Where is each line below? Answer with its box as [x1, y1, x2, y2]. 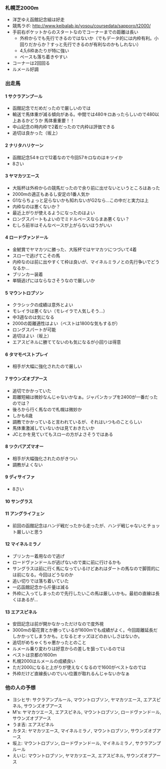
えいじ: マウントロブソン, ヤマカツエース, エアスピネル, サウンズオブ [12, 752, 153, 759]
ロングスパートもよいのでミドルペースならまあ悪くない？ [12, 216, 130, 222]
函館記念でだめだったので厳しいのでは [12, 105, 91, 111]
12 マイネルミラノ [5, 541, 41, 547]
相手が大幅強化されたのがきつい [12, 455, 78, 461]
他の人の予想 [5, 684, 36, 691]
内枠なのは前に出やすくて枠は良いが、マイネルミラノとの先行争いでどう [12, 259, 160, 265]
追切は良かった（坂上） [12, 130, 60, 136]
